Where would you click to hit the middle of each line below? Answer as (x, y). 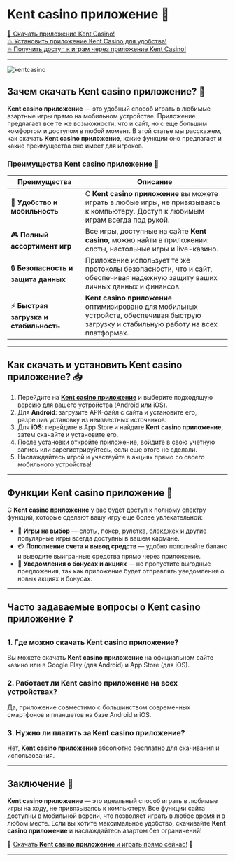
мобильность (35, 211)
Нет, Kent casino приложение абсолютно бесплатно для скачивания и (113, 748)
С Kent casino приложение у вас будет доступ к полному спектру (107, 510)
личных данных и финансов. (133, 286)
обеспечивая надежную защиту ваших (151, 278)
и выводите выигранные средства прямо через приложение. (109, 556)
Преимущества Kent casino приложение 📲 (83, 164)
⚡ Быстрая (29, 305)
